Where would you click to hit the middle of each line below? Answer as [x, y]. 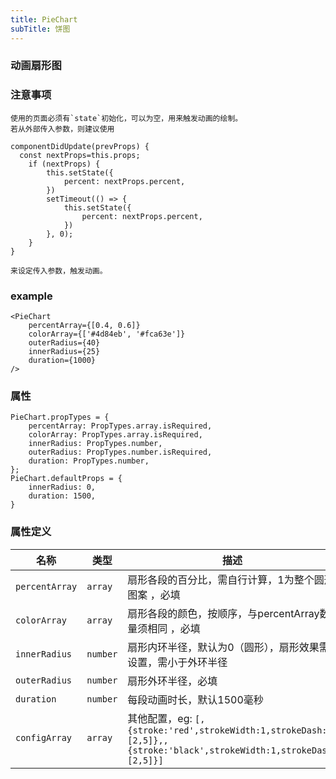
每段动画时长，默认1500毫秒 [195, 699]
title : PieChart [44, 19]
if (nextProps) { [64, 164]
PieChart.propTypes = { [60, 417]
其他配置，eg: [160, 718]
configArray [44, 737]
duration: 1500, [62, 496]
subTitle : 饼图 [40, 29]
